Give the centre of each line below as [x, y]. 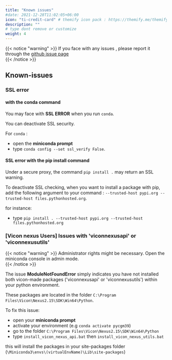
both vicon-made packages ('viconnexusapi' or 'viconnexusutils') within [81, 280]
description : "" [23, 24]
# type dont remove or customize [41, 29]
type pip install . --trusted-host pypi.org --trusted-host [78, 218]
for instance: [19, 208]
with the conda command [33, 102]
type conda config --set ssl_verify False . [59, 149]
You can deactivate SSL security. [40, 123]
